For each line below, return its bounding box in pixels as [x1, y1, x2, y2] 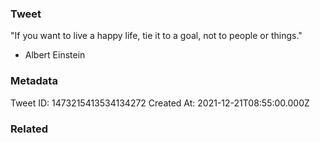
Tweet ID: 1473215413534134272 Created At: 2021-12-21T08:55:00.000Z [10, 97, 310, 109]
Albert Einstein [24, 49, 86, 61]
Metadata [10, 74, 58, 88]
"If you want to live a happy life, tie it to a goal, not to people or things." [10, 30, 303, 42]
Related [10, 122, 49, 136]
